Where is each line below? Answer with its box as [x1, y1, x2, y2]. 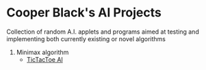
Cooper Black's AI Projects [6, 5, 162, 21]
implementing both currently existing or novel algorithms [6, 34, 166, 43]
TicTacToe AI [26, 55, 63, 63]
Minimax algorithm [16, 48, 69, 56]
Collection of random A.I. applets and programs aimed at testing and [6, 27, 199, 36]
